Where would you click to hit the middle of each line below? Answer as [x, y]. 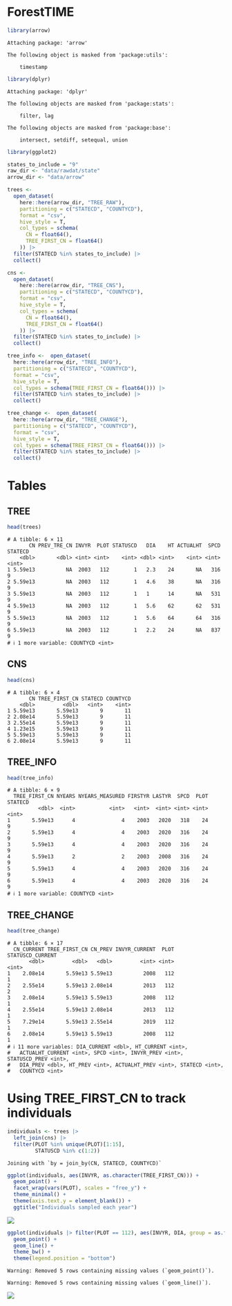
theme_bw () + [32, 1252]
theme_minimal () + [40, 1195]
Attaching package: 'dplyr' [48, 91]
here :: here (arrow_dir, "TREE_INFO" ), [68, 362]
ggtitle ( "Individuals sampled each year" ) [75, 1207]
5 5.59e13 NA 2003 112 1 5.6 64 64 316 [114, 618]
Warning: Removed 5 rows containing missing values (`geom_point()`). [111, 1271]
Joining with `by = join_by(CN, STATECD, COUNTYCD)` [85, 1163]
